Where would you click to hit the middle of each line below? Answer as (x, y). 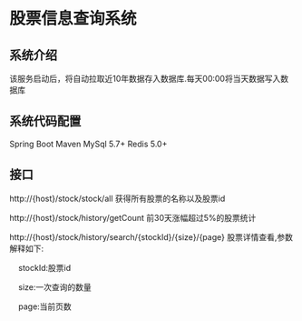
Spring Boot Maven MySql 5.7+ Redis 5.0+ (88, 144)
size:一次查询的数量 (55, 286)
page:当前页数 (45, 306)
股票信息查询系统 (73, 19)
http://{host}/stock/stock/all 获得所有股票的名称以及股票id (117, 198)
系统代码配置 (45, 121)
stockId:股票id (44, 267)
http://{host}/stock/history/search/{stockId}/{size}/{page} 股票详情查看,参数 (151, 236)
